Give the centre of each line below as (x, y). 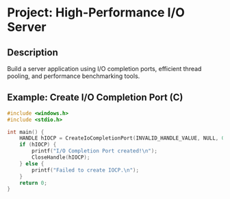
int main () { (26, 132)
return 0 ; (34, 183)
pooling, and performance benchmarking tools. (74, 76)
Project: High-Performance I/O (96, 13)
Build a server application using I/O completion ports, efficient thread (104, 69)
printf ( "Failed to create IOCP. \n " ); (85, 170)
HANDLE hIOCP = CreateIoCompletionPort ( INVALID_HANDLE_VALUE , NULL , (119, 138)
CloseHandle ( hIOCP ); (61, 158)
